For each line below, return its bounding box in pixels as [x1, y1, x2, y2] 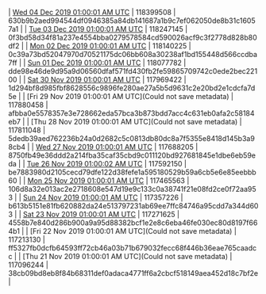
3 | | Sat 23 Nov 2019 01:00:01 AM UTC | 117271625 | [8, 210, 180, 219]
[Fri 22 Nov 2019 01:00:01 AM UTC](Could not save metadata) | [29, 227, 237, 235]
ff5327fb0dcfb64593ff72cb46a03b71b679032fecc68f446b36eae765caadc [8, 243, 257, 253]
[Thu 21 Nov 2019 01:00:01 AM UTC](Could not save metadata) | [22, 252, 233, 261]
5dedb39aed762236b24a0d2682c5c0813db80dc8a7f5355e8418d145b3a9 [8, 134, 256, 143]
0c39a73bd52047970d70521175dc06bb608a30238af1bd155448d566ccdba [8, 50, 258, 59]
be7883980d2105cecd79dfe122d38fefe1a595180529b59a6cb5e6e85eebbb [8, 167, 256, 177]
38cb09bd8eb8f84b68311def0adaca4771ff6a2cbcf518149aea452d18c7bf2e [8, 269, 259, 277]
